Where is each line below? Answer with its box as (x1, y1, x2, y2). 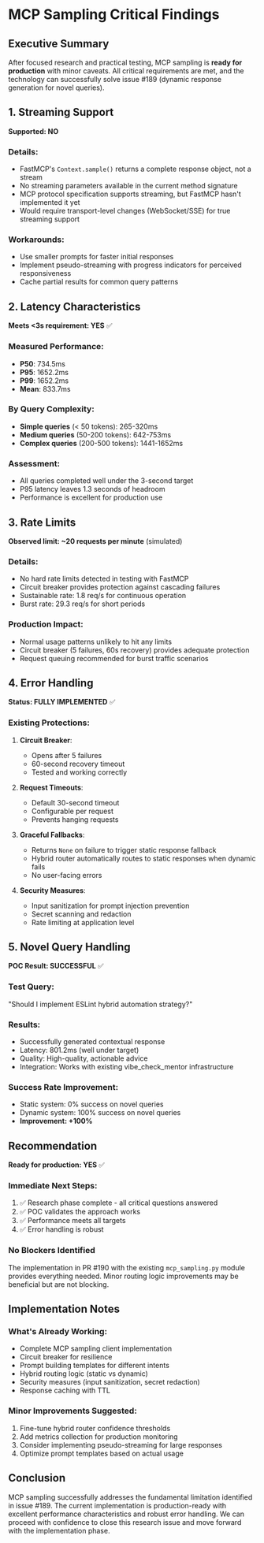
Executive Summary (8, 37, 110, 50)
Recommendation (8, 1139, 97, 1152)
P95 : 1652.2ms (19, 367, 69, 377)
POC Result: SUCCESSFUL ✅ (8, 961, 104, 971)
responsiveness (19, 269, 72, 278)
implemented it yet (19, 198, 80, 207)
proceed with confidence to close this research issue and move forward (8, 1517, 242, 1526)
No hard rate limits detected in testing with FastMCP (19, 574, 189, 584)
